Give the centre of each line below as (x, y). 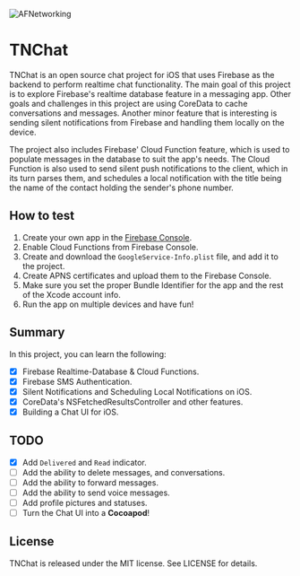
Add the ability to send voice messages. (96, 493)
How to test (42, 216)
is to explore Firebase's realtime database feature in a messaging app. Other (150, 93)
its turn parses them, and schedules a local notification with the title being (146, 178)
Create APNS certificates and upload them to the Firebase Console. (146, 275)
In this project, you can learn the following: (88, 353)
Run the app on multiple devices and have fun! (108, 304)
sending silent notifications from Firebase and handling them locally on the (147, 122)
